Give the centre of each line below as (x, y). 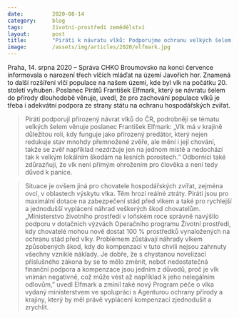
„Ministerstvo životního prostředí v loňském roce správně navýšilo (122, 216)
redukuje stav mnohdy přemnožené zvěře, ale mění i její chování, (120, 142)
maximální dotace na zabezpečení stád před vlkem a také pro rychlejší (128, 201)
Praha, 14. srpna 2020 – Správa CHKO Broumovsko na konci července (111, 67)
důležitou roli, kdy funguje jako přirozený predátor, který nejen (116, 134)
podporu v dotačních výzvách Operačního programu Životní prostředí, (128, 224)
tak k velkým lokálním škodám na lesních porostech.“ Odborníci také (125, 157)
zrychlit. (37, 307)
